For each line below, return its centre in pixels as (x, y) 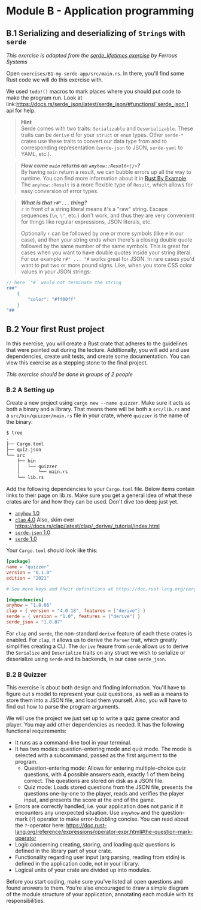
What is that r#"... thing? (54, 203)
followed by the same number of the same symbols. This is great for (105, 246)
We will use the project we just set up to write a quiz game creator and (93, 718)
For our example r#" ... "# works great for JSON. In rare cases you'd (108, 259)
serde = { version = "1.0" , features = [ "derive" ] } (73, 617)
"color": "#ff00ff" (52, 299)
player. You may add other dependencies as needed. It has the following (95, 725)
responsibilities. (25, 901)
